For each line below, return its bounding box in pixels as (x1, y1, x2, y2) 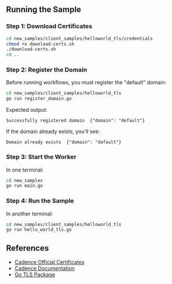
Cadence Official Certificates (14, 259, 85, 266)
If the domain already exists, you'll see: (6, 128, 101, 135)
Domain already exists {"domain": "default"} (6, 139, 122, 145)
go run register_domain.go (6, 96, 72, 102)
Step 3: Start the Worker (6, 153, 77, 161)
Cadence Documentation (14, 265, 75, 272)
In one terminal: (6, 166, 44, 173)
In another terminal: (6, 210, 54, 217)
